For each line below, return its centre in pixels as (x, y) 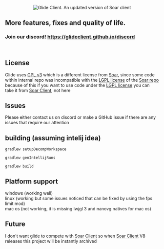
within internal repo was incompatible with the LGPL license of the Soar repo (82, 80)
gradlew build (20, 166)
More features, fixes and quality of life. (65, 23)
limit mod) (15, 204)
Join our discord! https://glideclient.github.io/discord (70, 37)
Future (15, 224)
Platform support (31, 181)
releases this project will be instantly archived (51, 241)
